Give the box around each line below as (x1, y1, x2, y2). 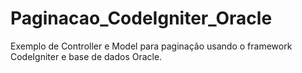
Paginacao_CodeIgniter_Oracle (10, 7, 273, 30)
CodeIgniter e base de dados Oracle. (10, 50, 163, 62)
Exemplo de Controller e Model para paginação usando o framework (10, 40, 293, 52)
